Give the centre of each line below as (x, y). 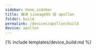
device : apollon (22, 28)
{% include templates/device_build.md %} (48, 42)
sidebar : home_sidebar (29, 10)
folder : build (20, 19)
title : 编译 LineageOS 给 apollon (40, 14)
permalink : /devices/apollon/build (42, 24)
